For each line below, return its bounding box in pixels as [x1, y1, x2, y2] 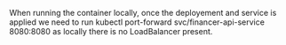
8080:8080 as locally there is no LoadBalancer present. [9, 26, 213, 36]
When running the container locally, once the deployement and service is [9, 8, 277, 18]
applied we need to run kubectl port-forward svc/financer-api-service [9, 17, 265, 27]
